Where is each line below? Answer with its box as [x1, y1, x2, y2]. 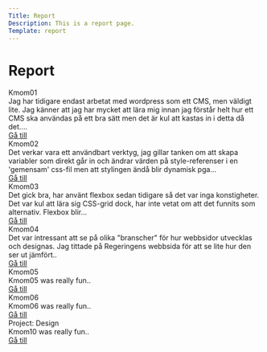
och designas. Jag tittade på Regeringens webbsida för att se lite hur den [8, 242, 252, 252]
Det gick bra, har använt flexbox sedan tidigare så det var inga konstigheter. [8, 190, 260, 200]
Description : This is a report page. [8, 19, 135, 27]
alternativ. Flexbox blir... [8, 207, 88, 217]
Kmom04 [8, 224, 39, 234]
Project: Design [8, 318, 60, 328]
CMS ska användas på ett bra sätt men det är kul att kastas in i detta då [8, 113, 245, 123]
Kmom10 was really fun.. [8, 327, 90, 337]
